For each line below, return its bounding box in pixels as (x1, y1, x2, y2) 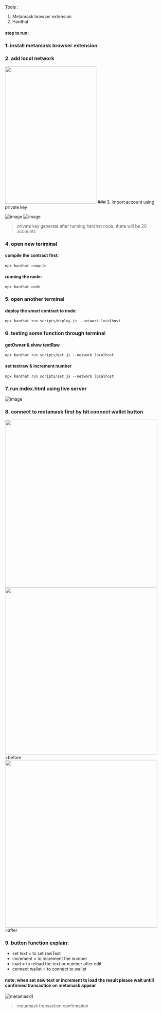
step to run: (5, 30, 29, 36)
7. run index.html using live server (5, 385, 87, 392)
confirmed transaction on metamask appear (5, 982, 96, 989)
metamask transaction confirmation (17, 1003, 89, 1009)
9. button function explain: (5, 939, 69, 946)
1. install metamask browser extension (5, 42, 98, 49)
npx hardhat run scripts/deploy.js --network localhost (5, 319, 121, 324)
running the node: (5, 273, 42, 279)
